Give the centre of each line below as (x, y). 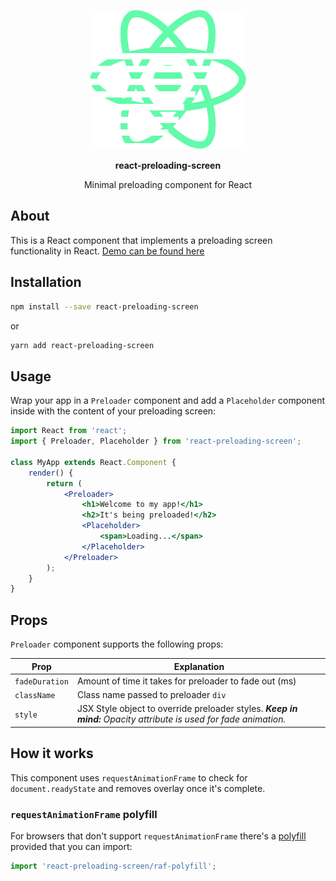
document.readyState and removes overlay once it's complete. (138, 788)
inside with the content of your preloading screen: (113, 411)
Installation (46, 282)
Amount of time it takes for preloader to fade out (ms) (186, 681)
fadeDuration (41, 681)
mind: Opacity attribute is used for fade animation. (181, 719)
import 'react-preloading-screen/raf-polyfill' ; (113, 866)
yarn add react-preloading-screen (82, 345)
